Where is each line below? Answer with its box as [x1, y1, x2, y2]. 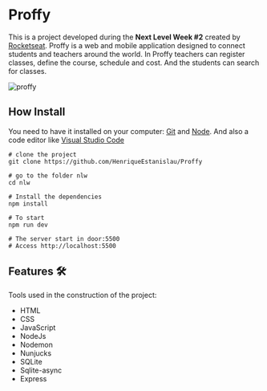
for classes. [8, 66, 47, 75]
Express [19, 373, 47, 383]
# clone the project [8, 150, 78, 158]
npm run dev [8, 221, 48, 229]
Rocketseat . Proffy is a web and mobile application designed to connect [8, 40, 246, 50]
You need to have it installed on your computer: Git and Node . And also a [8, 126, 249, 136]
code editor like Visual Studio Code [8, 135, 124, 145]
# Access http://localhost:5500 [8, 242, 116, 250]
